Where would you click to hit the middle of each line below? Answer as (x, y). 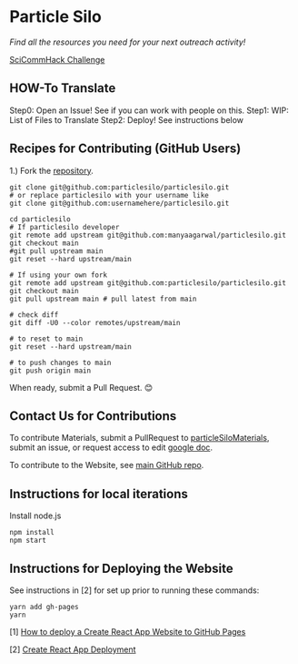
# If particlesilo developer (65, 227)
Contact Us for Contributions (93, 416)
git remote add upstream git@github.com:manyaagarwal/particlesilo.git (148, 235)
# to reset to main (46, 339)
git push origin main (50, 371)
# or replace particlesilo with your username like (109, 195)
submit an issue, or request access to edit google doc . (111, 447)
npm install (32, 533)
